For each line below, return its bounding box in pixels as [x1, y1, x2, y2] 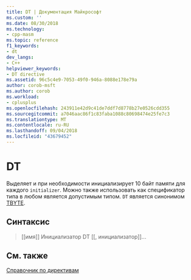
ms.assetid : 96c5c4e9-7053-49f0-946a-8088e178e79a [6, 77, 137, 83]
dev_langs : [6, 54, 34, 60]
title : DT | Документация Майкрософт [6, 9, 102, 15]
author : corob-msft [6, 83, 56, 89]
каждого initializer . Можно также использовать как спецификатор [6, 186, 186, 194]
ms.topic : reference [6, 37, 59, 43]
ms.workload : [6, 94, 40, 100]
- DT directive [6, 71, 45, 77]
